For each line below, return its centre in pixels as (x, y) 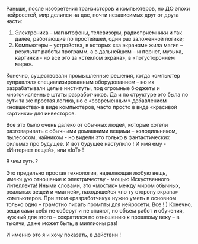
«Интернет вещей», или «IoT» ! (45, 150)
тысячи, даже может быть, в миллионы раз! (62, 223)
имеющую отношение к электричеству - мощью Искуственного (88, 179)
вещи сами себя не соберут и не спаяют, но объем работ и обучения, (95, 211)
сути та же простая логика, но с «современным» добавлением (87, 101)
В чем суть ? (22, 161)
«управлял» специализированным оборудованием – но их (80, 82)
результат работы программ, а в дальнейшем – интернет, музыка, (99, 52)
